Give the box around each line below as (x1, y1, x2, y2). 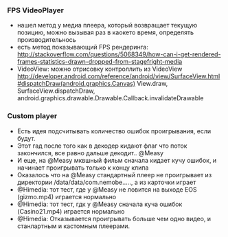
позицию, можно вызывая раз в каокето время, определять (16, 28, 194, 36)
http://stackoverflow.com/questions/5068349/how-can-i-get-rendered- (16, 50, 221, 58)
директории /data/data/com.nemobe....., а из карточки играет (16, 178, 196, 186)
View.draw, (137, 80, 168, 88)
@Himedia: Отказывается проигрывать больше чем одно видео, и (16, 214, 212, 223)
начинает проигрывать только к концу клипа (16, 163, 149, 172)
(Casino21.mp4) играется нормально (16, 207, 125, 215)
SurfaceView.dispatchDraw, (16, 87, 95, 95)
